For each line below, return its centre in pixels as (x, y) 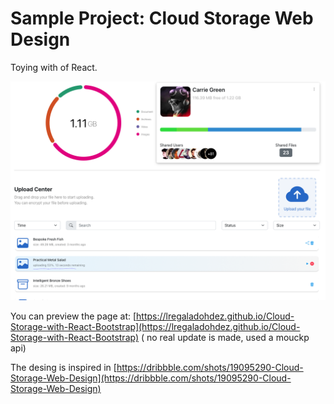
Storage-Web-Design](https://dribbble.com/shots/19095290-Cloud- (151, 378)
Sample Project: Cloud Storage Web (162, 18)
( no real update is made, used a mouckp (225, 338)
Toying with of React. (54, 67)
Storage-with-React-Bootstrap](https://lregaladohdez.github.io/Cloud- (155, 327)
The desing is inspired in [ (63, 368)
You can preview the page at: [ (73, 316)
